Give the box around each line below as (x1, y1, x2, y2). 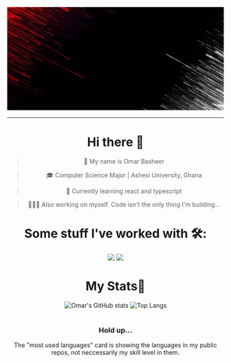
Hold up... (98, 325, 133, 335)
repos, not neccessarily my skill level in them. (51, 349, 180, 357)
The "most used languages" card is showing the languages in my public (13, 341, 218, 349)
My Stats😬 (85, 278, 146, 294)
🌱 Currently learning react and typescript (66, 186, 182, 195)
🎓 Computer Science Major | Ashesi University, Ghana (45, 170, 202, 179)
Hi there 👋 (87, 134, 144, 150)
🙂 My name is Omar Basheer (83, 157, 165, 165)
